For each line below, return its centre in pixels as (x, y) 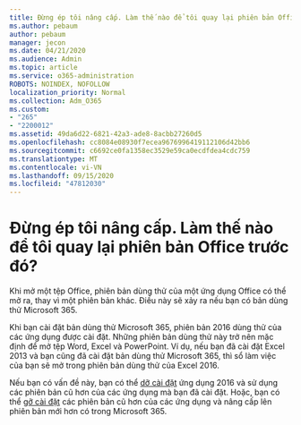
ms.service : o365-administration (72, 76)
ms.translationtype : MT (54, 159)
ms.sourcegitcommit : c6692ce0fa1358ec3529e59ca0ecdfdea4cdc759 (130, 150)
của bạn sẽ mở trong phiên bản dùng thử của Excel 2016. (114, 365)
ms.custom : (30, 109)
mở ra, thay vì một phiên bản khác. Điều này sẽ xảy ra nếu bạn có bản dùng (149, 301)
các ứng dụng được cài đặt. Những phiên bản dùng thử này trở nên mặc (142, 337)
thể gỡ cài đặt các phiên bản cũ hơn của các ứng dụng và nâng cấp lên (141, 402)
